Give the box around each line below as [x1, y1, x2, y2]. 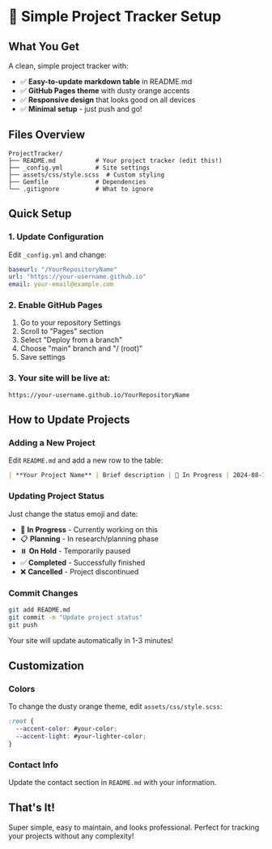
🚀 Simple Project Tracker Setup [8, 7, 222, 26]
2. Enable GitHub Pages [8, 300, 103, 311]
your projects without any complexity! [8, 830, 134, 841]
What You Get [8, 40, 79, 53]
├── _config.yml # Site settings [8, 164, 151, 172]
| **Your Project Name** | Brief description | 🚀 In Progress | [8, 471, 230, 480]
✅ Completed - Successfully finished [19, 557, 146, 567]
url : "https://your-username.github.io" [8, 273, 147, 281]
